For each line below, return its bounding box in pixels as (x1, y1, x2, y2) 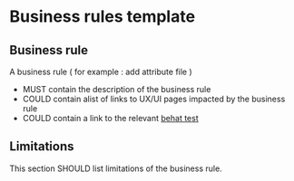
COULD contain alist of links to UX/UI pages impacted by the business (22, 93, 286, 104)
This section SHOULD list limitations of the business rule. (9, 163, 222, 174)
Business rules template (9, 6, 196, 27)
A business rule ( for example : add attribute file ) (9, 66, 192, 77)
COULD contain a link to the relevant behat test (22, 113, 199, 123)
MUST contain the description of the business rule (22, 84, 211, 94)
